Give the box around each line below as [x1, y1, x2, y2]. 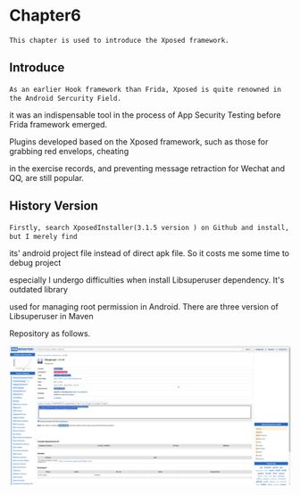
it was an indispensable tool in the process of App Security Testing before [9, 109, 281, 120]
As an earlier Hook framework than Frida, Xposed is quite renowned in [9, 85, 281, 94]
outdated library [9, 284, 69, 294]
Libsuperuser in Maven [9, 310, 94, 321]
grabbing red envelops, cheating [9, 145, 129, 156]
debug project [9, 257, 62, 268]
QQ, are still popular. [9, 172, 85, 183]
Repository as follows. [9, 327, 91, 339]
